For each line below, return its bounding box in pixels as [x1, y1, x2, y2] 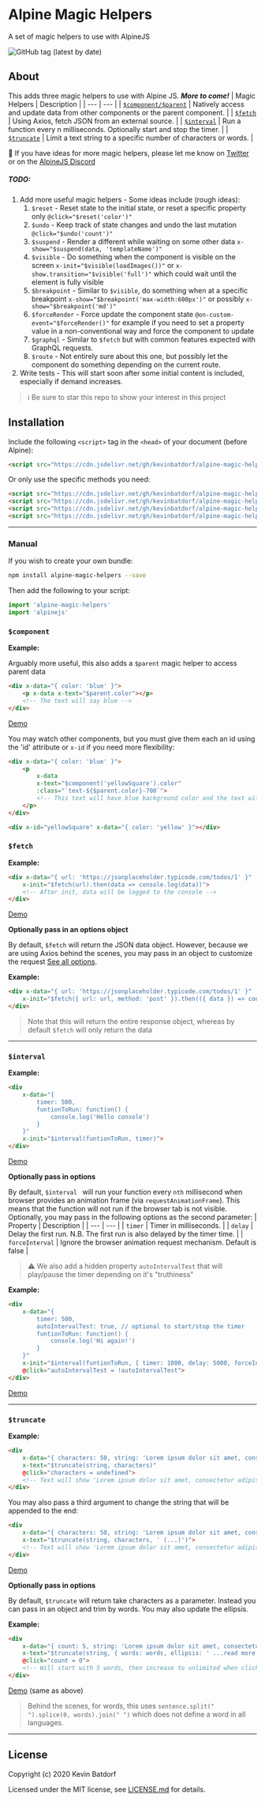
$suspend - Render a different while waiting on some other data [31, 236, 236, 246]
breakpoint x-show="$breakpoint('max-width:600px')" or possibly [31, 294, 244, 304]
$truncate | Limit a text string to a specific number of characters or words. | [8, 133, 254, 142]
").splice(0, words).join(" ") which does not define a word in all [27, 1709, 246, 1719]
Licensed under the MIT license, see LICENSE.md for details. [8, 1785, 206, 1794]
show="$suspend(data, [31, 245, 103, 253]
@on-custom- [195, 311, 234, 319]
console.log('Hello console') [50, 1113, 150, 1120]
